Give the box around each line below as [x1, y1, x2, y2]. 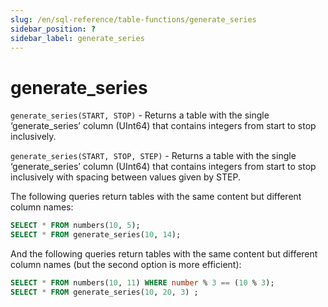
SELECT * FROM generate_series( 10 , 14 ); [10, 230, 182, 240]
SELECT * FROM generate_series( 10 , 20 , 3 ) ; [10, 287, 199, 297]
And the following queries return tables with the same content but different [10, 248, 318, 260]
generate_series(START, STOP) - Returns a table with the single [10, 109, 270, 121]
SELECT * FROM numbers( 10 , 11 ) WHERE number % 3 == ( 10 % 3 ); [10, 278, 275, 288]
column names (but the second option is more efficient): [10, 259, 242, 271]
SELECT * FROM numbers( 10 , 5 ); [10, 221, 141, 231]
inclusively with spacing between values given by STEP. [10, 171, 241, 183]
